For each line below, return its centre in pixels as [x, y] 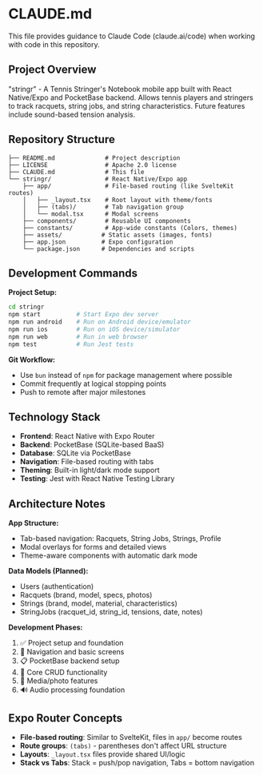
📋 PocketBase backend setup [70, 661]
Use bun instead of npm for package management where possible [126, 375]
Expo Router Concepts [65, 718]
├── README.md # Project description [94, 158]
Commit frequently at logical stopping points [93, 384]
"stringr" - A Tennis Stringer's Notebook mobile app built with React [120, 89]
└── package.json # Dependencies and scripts [109, 248]
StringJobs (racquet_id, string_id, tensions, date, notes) [111, 612]
